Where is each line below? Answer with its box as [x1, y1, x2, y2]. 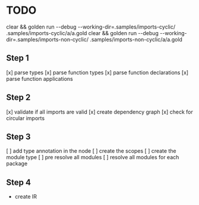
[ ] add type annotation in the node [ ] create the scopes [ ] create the [6, 147, 176, 154]
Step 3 [6, 131, 31, 141]
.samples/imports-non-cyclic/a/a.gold [90, 36, 183, 43]
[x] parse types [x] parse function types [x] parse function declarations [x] [6, 69, 189, 76]
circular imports [6, 114, 45, 122]
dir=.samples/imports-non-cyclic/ [6, 36, 89, 43]
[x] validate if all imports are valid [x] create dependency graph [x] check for [6, 108, 193, 115]
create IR [14, 193, 37, 200]
